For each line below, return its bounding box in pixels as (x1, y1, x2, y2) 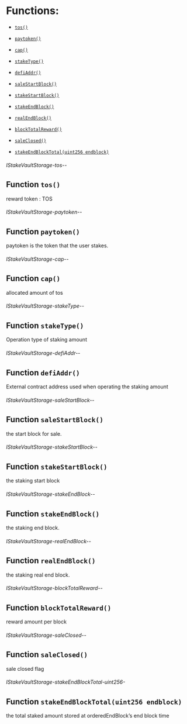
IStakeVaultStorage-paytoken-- (6, 209, 82, 216)
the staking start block (6, 477, 60, 484)
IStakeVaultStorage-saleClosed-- (6, 632, 86, 639)
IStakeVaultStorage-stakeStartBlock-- (6, 443, 98, 451)
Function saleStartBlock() (6, 415, 104, 425)
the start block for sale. (6, 430, 63, 437)
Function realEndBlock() (6, 556, 96, 566)
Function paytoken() (6, 226, 80, 236)
